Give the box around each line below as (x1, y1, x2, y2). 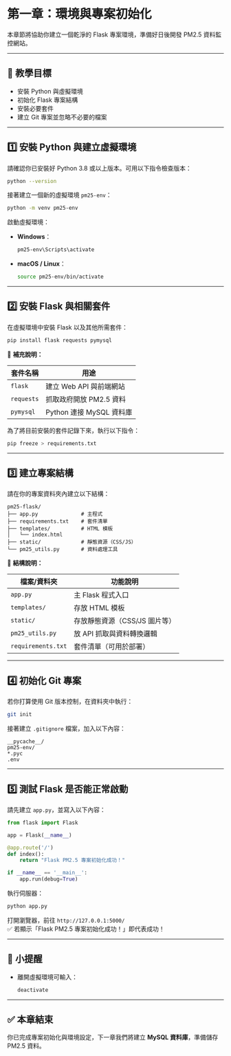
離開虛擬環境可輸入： (16, 973, 78, 981)
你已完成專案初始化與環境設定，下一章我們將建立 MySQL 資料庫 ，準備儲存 (7, 1033, 219, 1042)
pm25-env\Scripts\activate (16, 246, 95, 253)
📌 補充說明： (7, 350, 43, 358)
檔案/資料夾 (20, 577, 58, 587)
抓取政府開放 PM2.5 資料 (45, 394, 126, 404)
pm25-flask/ (7, 504, 41, 510)
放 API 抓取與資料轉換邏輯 (73, 629, 158, 638)
